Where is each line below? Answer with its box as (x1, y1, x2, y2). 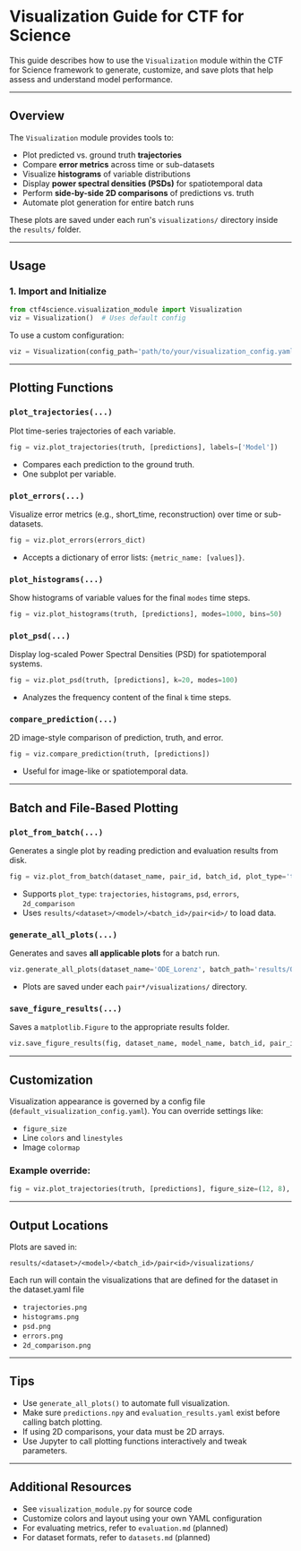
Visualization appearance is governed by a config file (9, 1096, 206, 1107)
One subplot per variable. (21, 468, 116, 479)
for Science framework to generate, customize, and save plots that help (9, 64, 274, 75)
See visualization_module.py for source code (21, 1503, 193, 1514)
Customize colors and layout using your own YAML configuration (21, 1512, 262, 1523)
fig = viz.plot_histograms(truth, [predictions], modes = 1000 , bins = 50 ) (9, 610, 282, 619)
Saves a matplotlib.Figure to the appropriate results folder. (9, 1022, 230, 1033)
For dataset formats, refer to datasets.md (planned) (21, 1531, 211, 1542)
